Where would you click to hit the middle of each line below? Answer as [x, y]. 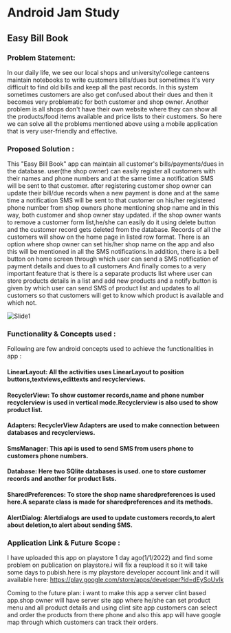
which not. [22, 303]
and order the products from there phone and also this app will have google [114, 614]
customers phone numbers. [48, 455]
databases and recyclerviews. [51, 433]
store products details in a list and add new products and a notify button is [112, 281]
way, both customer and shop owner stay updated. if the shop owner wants [114, 215]
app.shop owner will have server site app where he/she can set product [109, 600]
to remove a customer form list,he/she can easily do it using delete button [112, 222]
